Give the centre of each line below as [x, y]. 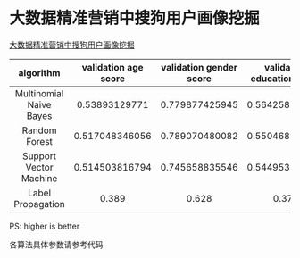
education [272, 79]
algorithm [39, 72]
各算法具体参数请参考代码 [56, 244]
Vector [39, 167]
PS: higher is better [45, 226]
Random [39, 130]
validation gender [199, 67]
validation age [113, 67]
